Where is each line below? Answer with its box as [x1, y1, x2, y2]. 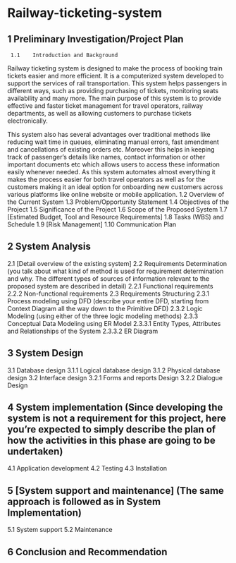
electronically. [7, 116, 48, 125]
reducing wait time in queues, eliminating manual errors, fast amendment [7, 138, 220, 146]
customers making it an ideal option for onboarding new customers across [7, 183, 223, 191]
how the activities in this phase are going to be [7, 435, 216, 447]
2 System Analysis [7, 241, 92, 253]
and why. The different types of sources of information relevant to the [7, 274, 210, 283]
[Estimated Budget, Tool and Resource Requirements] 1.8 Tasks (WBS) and [7, 213, 224, 221]
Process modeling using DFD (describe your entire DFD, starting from [7, 296, 209, 305]
